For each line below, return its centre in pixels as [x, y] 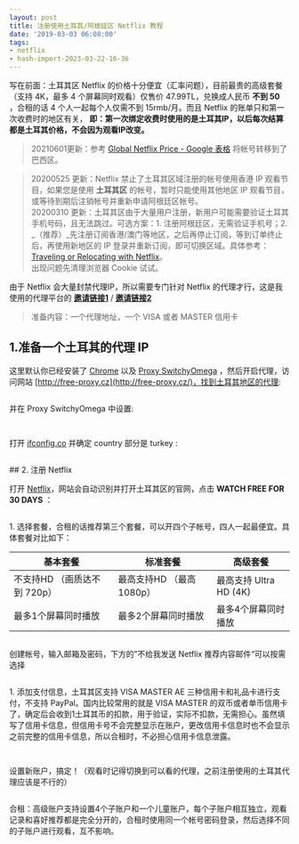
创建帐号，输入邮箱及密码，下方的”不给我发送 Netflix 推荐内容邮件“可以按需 [148, 653]
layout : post [33, 17]
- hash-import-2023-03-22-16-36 [69, 59]
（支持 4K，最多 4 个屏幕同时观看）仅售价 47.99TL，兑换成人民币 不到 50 [145, 96]
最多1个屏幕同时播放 [57, 615]
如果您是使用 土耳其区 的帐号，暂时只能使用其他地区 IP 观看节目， [168, 190]
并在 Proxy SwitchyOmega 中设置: [72, 408]
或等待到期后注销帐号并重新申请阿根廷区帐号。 [117, 201]
